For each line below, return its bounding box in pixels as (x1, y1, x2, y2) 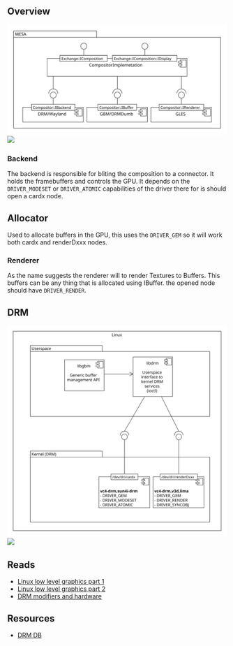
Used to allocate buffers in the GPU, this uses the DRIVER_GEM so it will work (7, 230, 223, 239)
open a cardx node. (7, 192, 63, 200)
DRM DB (17, 631, 42, 639)
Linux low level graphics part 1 (17, 578, 105, 586)
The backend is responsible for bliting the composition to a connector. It (7, 170, 214, 178)
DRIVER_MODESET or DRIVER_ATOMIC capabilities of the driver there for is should (7, 184, 227, 193)
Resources (7, 612, 55, 624)
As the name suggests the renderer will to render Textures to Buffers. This (7, 272, 220, 280)
